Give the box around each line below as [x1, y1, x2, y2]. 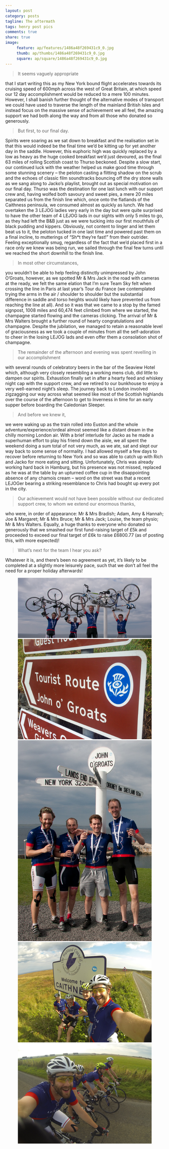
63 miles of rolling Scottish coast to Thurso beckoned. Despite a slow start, [5, 159, 161, 165]
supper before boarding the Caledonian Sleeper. [5, 402, 106, 408]
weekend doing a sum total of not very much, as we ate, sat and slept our [5, 443, 158, 449]
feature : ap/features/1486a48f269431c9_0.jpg [16, 45, 114, 50]
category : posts [5, 13, 39, 19]
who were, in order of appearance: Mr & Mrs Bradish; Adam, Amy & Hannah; [5, 510, 164, 517]
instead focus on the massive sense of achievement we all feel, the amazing [5, 107, 163, 113]
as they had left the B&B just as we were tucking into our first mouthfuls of [5, 217, 160, 224]
